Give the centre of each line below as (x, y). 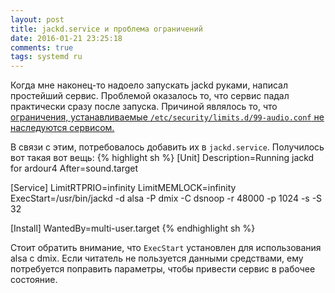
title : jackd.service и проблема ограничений (106, 29)
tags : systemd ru (46, 57)
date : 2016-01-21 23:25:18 (66, 38)
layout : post (37, 19)
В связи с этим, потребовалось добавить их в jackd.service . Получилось (167, 147)
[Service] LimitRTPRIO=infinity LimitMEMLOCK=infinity (123, 188)
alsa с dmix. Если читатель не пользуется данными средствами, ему (157, 258)
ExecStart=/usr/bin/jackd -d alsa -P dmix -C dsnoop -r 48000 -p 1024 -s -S (166, 198)
